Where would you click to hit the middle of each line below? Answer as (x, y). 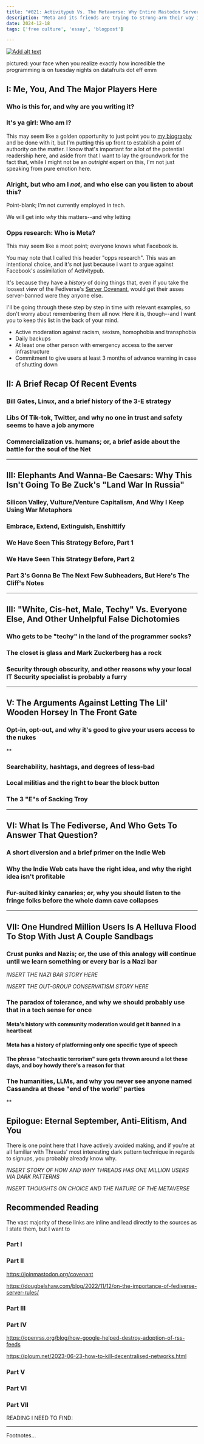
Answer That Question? (52, 835)
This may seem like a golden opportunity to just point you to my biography (99, 136)
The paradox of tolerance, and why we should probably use (96, 1002)
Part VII (18, 1404)
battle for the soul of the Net (49, 449)
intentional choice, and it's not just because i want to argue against (90, 264)
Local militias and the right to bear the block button (83, 783)
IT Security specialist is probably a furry (67, 676)
